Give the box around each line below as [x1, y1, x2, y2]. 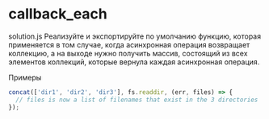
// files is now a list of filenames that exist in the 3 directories [15, 96, 258, 104]
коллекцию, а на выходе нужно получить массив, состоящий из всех [8, 48, 248, 58]
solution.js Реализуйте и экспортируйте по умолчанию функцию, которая [8, 31, 261, 41]
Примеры [8, 72, 42, 82]
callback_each [8, 5, 107, 23]
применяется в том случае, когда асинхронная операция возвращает [8, 39, 250, 49]
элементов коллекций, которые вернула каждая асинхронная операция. [8, 57, 260, 67]
